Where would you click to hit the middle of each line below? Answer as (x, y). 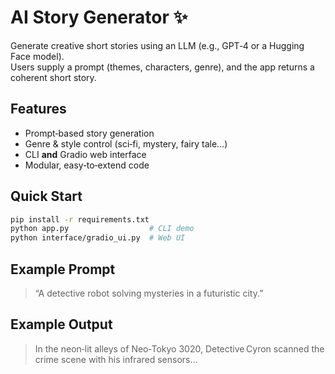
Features (38, 109)
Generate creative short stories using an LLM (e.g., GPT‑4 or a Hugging (157, 45)
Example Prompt (63, 269)
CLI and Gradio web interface (85, 154)
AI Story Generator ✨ (99, 17)
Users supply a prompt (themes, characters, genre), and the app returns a (162, 67)
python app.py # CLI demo (102, 229)
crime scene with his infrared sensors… (116, 359)
